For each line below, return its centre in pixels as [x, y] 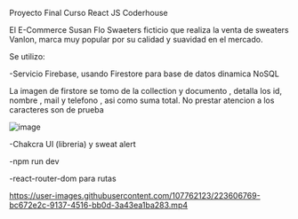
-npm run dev [34, 161]
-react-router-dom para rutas [63, 178]
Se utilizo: [28, 56]
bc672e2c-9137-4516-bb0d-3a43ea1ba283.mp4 [99, 205]
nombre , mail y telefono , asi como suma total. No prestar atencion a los [142, 100]
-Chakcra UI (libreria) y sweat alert [72, 144]
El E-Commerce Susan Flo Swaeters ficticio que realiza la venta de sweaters [149, 30]
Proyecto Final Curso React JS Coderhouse [89, 13]
